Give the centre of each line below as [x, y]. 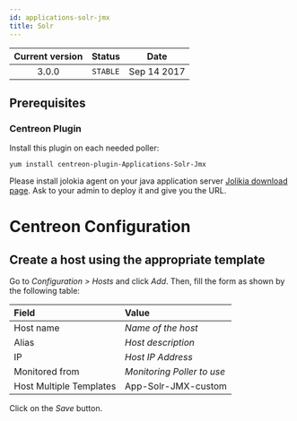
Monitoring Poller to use [175, 372]
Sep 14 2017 [157, 71]
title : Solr [31, 26]
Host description [159, 343]
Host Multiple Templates [65, 386]
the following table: [45, 291]
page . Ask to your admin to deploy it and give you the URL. [118, 191]
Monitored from [47, 372]
